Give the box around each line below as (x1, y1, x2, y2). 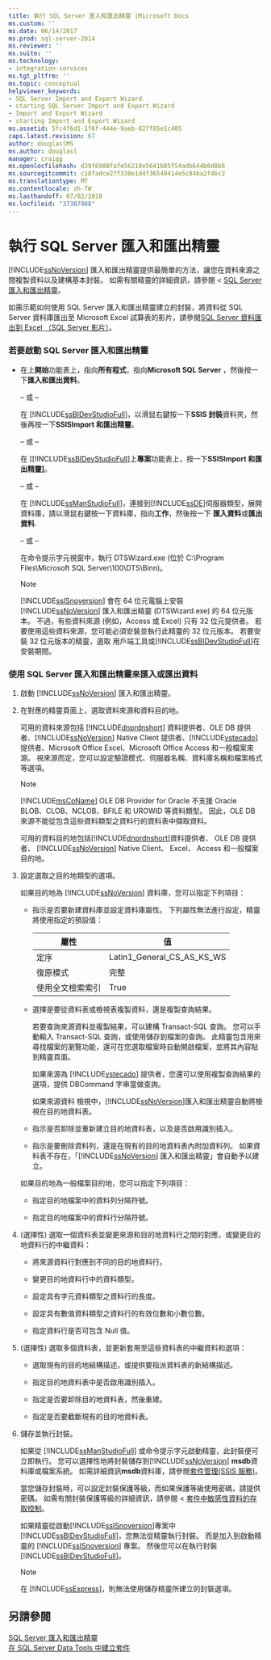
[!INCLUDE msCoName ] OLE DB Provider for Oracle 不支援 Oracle (19, 796, 237, 806)
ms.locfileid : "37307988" (8, 200, 95, 208)
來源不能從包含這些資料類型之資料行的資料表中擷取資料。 (19, 816, 211, 826)
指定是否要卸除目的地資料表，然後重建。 (31, 1395, 167, 1405)
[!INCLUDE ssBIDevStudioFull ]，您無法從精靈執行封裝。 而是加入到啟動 (19, 1531, 255, 1540)
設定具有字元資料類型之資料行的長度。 (31, 1291, 160, 1301)
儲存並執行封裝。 (19, 1429, 77, 1439)
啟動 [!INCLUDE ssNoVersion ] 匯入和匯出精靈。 (19, 689, 176, 698)
